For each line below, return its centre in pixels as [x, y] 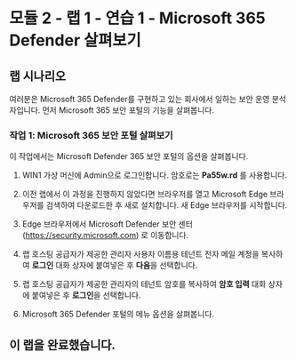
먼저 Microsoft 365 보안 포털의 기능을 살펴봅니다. [128, 110]
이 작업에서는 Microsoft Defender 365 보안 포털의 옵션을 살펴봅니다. [129, 156]
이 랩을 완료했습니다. [62, 344]
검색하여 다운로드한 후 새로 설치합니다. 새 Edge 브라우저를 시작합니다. [167, 205]
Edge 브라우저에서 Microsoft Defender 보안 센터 [108, 224]
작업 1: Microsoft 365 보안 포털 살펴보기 [91, 135]
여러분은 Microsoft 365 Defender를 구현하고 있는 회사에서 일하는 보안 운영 [140, 99]
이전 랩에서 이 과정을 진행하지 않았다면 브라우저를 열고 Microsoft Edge [145, 194]
